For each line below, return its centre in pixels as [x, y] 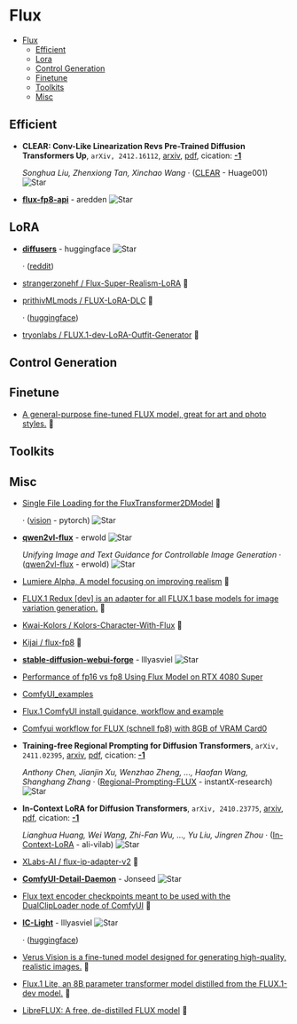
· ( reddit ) [38, 266]
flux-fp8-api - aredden [65, 199]
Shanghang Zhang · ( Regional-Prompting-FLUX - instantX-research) [147, 782]
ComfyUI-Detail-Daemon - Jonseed [89, 878]
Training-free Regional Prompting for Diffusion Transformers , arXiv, [150, 745]
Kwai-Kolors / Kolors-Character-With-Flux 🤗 [102, 625]
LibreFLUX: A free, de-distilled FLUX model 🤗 [105, 1010]
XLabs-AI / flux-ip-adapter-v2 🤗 [80, 861]
